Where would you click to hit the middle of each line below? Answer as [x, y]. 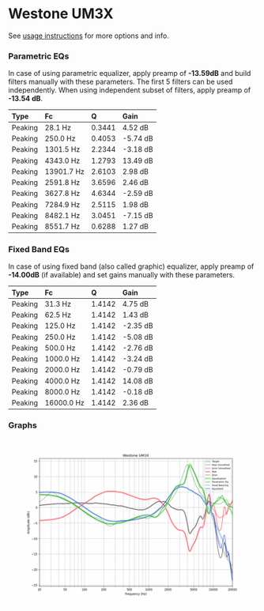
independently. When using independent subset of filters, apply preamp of [130, 90]
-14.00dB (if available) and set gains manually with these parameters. [122, 275]
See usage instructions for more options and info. [89, 36]
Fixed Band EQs [39, 249]
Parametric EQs [39, 56]
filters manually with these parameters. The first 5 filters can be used [121, 82]
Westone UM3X [61, 14]
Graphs [23, 425]
